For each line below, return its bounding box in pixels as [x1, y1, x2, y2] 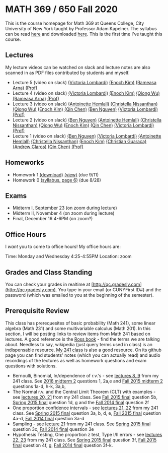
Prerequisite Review [5, 306, 69, 315]
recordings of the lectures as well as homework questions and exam [5, 357, 147, 363]
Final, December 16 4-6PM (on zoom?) [12, 216, 93, 222]
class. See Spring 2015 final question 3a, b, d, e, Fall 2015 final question [12, 410, 161, 416]
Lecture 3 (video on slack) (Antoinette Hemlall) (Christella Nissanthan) [12, 101, 158, 107]
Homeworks [5, 158, 44, 167]
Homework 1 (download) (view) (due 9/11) [12, 171, 99, 177]
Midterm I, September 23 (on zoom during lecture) [12, 205, 117, 211]
